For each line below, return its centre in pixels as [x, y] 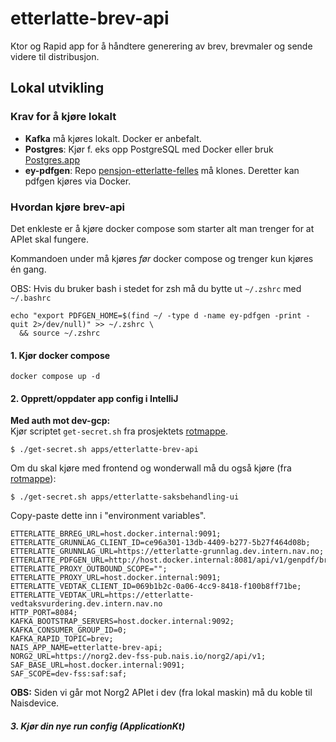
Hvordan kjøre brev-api [67, 207]
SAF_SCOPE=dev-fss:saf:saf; [69, 674]
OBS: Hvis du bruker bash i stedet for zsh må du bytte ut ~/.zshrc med [156, 288]
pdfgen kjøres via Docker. [78, 181]
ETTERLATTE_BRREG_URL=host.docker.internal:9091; [116, 534]
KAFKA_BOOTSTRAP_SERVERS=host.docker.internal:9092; [122, 622]
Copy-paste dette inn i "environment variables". [108, 516]
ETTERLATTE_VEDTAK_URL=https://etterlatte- [102, 595]
